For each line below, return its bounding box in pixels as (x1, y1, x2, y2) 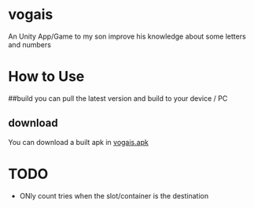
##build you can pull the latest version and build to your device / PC (8, 93, 228, 103)
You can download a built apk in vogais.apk (8, 137, 149, 147)
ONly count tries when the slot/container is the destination (19, 191, 209, 200)
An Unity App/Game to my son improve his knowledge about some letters (8, 32, 246, 41)
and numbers (8, 39, 51, 49)
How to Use (8, 68, 85, 86)
